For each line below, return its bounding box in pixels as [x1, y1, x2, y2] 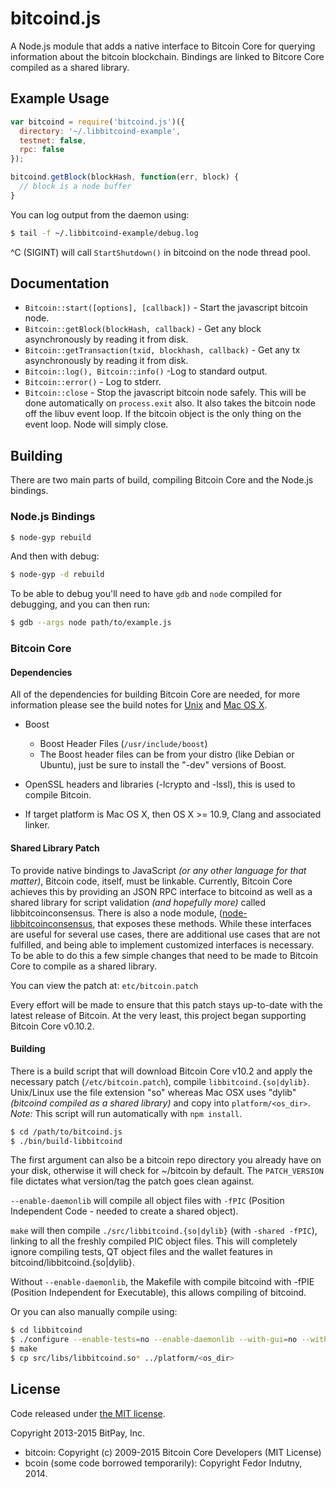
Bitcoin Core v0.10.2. [10, 1020, 95, 1032]
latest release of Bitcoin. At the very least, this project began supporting [10, 1009, 307, 1021]
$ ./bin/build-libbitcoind [10, 1136, 123, 1146]
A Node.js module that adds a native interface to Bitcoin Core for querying [10, 40, 316, 52]
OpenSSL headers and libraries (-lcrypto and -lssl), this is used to [24, 778, 296, 791]
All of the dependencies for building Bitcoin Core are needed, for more [10, 688, 301, 701]
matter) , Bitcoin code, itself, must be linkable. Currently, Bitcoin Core [10, 875, 293, 887]
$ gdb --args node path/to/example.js [10, 618, 172, 628]
